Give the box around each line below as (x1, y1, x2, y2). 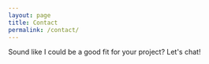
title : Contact (8, 19, 58, 27)
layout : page (8, 11, 51, 20)
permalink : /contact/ (8, 26, 80, 34)
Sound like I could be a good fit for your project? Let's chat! (8, 48, 201, 57)
